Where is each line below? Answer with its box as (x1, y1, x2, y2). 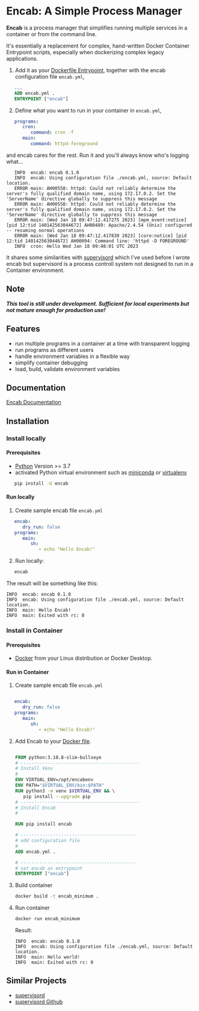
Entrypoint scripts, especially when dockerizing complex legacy (6, 48, 164, 55)
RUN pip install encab (14, 821, 72, 828)
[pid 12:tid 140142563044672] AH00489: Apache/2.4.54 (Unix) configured (6, 222, 192, 228)
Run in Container (6, 668, 49, 675)
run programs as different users (14, 346, 94, 353)
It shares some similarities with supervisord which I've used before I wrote (6, 254, 191, 261)
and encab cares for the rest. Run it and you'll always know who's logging (6, 152, 189, 159)
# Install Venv (14, 766, 54, 772)
